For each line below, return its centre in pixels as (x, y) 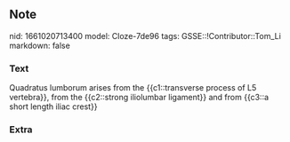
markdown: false (40, 45)
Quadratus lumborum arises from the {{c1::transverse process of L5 (133, 88)
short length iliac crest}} (53, 106)
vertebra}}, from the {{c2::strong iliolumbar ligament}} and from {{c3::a (139, 98)
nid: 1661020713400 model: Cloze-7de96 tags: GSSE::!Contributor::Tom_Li (145, 35)
